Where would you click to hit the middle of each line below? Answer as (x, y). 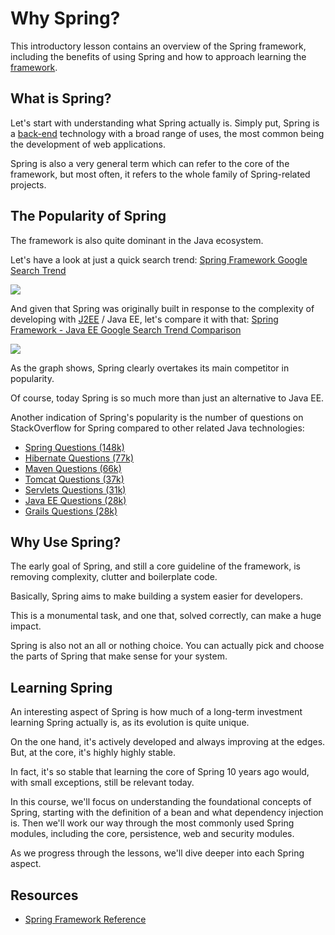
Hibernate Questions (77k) (79, 458)
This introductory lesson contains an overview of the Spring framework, (158, 46)
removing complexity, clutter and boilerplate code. (114, 577)
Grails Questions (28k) (71, 511)
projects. (28, 184)
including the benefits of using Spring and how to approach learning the (158, 56)
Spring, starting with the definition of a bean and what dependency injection (167, 813)
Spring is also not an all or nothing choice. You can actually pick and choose (167, 646)
